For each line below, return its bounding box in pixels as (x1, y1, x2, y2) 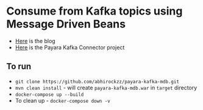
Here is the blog (15, 37, 56, 44)
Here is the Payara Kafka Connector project (15, 44, 125, 51)
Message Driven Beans (6, 17, 126, 31)
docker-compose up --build (15, 91, 84, 98)
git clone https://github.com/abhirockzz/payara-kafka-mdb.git (15, 78, 180, 84)
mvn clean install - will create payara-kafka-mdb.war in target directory (15, 84, 198, 91)
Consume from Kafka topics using (6, 4, 183, 18)
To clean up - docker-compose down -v (15, 97, 111, 104)
